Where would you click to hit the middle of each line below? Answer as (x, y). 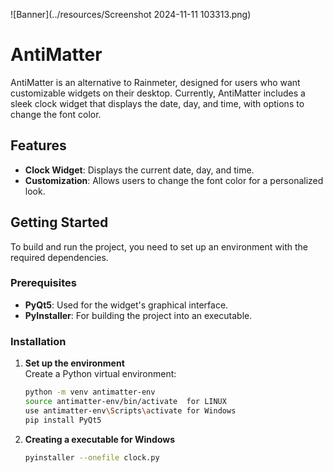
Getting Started (59, 222)
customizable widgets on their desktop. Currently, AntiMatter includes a (158, 93)
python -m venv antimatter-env (90, 392)
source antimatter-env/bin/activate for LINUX (125, 402)
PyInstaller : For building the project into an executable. (138, 315)
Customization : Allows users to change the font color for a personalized (174, 180)
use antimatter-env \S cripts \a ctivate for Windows (130, 410)
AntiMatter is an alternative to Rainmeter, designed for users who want (155, 82)
